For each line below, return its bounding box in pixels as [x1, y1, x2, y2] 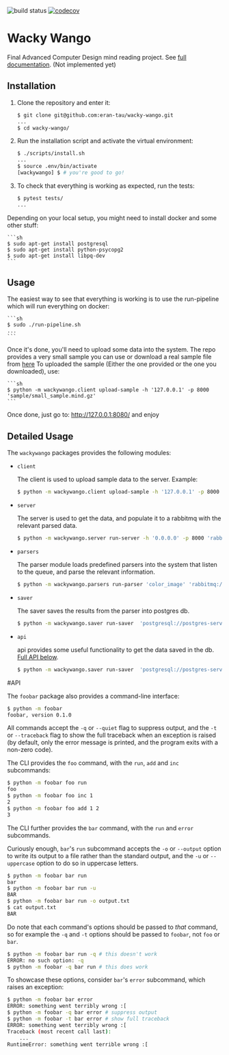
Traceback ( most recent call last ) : [7, 1028, 111, 1035]
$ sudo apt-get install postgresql [7, 240, 109, 247]
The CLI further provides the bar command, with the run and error [7, 823, 193, 832]
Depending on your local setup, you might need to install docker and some [7, 213, 217, 222]
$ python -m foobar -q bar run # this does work [7, 963, 148, 970]
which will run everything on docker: [7, 302, 110, 311]
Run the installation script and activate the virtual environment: [16, 137, 193, 145]
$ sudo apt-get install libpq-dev [7, 252, 106, 259]
